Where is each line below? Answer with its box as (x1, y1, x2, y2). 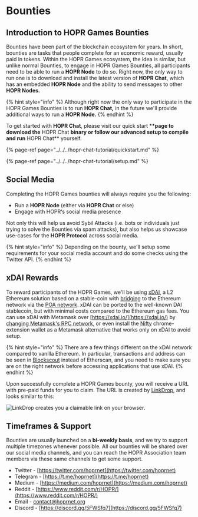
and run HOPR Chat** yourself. (6, 135, 82, 142)
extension (6, 326, 31, 333)
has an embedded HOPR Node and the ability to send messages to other (6, 81, 183, 88)
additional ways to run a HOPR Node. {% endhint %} (6, 111, 134, 118)
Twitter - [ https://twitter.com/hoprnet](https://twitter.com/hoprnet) (14, 467, 176, 474)
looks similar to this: (6, 393, 55, 400)
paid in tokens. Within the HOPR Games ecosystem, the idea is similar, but (6, 56, 186, 62)
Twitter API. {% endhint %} (6, 256, 72, 263)
